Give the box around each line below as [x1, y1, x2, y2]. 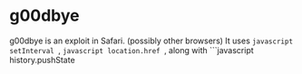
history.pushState [9, 54, 75, 65]
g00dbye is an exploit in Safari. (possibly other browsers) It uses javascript [9, 35, 293, 46]
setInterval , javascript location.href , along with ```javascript [9, 44, 254, 55]
